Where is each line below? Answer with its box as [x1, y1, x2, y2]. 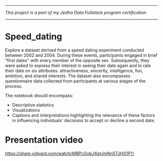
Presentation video [5, 134, 83, 145]
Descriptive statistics [12, 102, 54, 108]
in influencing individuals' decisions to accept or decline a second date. [12, 117, 155, 123]
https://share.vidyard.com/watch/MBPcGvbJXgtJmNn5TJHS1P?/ [5, 150, 134, 156]
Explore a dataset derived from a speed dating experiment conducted [5, 47, 144, 53]
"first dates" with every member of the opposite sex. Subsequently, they [5, 57, 149, 63]
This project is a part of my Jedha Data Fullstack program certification [5, 10, 147, 15]
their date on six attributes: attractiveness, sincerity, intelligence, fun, [5, 67, 143, 73]
